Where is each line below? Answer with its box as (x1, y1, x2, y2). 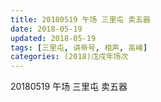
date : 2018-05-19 (10, 24, 83, 34)
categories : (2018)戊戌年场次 (10, 52, 129, 62)
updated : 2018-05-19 (10, 33, 97, 43)
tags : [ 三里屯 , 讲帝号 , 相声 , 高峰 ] (10, 42, 148, 53)
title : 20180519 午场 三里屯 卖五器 (10, 14, 151, 25)
